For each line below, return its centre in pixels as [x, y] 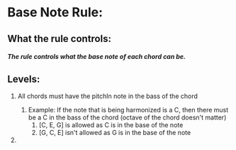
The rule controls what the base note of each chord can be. [97, 57]
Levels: [24, 79]
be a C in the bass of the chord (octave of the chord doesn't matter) [127, 117]
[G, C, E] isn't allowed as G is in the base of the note [115, 132]
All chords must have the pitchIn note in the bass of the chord [108, 96]
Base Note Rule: [55, 12]
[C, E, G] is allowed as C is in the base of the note [111, 124]
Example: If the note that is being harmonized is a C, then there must [128, 109]
